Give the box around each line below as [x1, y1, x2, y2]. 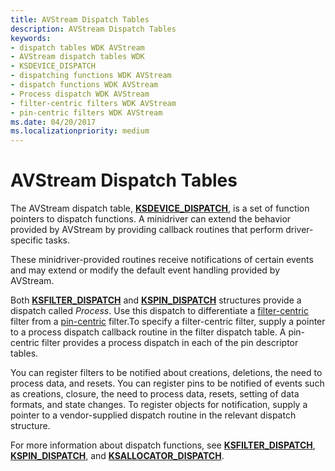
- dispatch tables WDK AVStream [10, 42, 145, 53]
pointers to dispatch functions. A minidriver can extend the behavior [10, 213, 292, 225]
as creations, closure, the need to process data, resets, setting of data [10, 388, 300, 400]
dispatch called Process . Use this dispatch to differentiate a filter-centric [10, 305, 309, 317]
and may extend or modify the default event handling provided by [10, 264, 281, 276]
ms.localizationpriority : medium [10, 126, 150, 136]
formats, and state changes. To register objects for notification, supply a [10, 399, 308, 411]
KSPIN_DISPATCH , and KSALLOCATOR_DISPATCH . [10, 450, 225, 462]
